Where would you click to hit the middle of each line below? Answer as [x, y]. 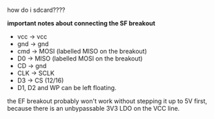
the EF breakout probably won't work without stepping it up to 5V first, [107, 101]
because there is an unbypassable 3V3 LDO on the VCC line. [94, 108]
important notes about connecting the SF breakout [81, 23]
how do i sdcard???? [36, 10]
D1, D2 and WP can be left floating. [67, 88]
